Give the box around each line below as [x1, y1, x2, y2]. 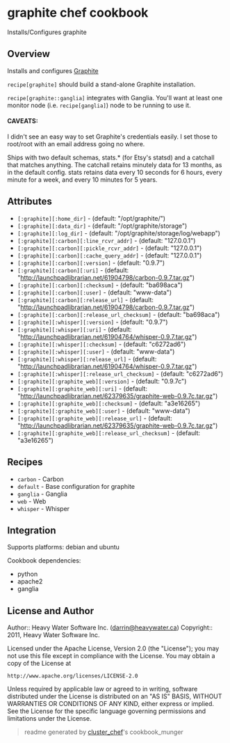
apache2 [17, 577, 43, 586]
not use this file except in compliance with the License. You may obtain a [7, 652, 215, 660]
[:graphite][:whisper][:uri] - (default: [17, 325, 132, 334]
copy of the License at [7, 659, 72, 668]
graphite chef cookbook [7, 5, 149, 21]
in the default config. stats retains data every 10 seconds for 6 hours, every [7, 168, 222, 176]
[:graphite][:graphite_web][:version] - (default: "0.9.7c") [17, 377, 187, 385]
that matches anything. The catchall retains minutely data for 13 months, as [7, 160, 222, 169]
